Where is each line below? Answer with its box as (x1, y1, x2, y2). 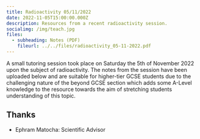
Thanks (6, 110, 36, 120)
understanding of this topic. (6, 92, 76, 99)
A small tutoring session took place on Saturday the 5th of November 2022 (6, 59, 195, 67)
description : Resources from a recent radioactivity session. (6, 20, 168, 26)
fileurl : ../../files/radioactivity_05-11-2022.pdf (17, 43, 151, 49)
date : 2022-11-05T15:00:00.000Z (6, 15, 88, 21)
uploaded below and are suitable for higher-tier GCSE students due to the (6, 73, 191, 80)
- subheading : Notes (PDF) (12, 37, 80, 43)
